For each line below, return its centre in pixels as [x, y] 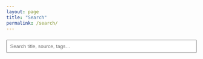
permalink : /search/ [32, 23]
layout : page [23, 12]
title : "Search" [27, 17]
